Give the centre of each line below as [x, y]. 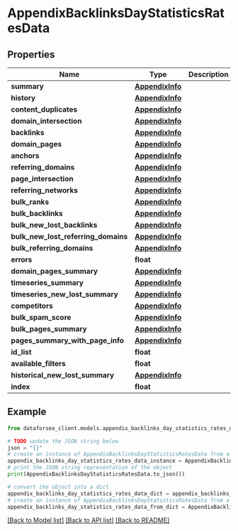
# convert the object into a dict [58, 487]
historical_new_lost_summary [63, 375]
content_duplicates [44, 109]
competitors [32, 306]
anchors [25, 156]
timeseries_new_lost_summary [64, 294]
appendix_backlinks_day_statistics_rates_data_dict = [89, 493]
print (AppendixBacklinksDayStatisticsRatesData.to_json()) [96, 474]
